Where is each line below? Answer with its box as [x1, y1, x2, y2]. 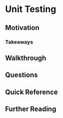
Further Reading [5, 105, 57, 113]
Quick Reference [5, 87, 58, 96]
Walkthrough [5, 53, 46, 62]
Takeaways [5, 38, 33, 45]
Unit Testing [5, 3, 57, 15]
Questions [5, 71, 38, 79]
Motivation [5, 23, 40, 32]
